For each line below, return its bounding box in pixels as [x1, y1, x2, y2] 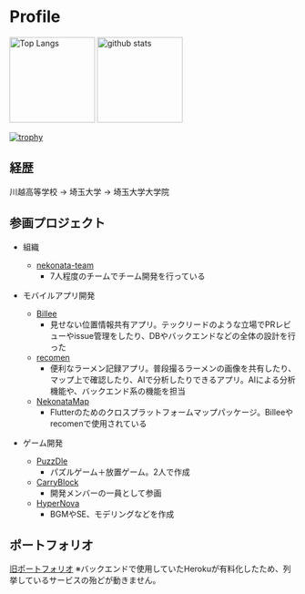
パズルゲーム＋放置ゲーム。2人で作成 [49, 466, 191, 477]
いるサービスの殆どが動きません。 [33, 575, 161, 586]
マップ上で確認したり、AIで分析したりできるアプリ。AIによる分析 [49, 374, 296, 384]
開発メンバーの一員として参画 [49, 487, 162, 498]
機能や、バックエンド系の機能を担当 [49, 385, 186, 396]
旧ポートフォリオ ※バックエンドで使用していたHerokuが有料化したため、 [9, 563, 284, 575]
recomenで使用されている [49, 417, 147, 429]
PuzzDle [36, 456, 68, 466]
